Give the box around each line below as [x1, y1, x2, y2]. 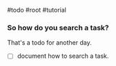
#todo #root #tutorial [7, 6, 67, 14]
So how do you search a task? [7, 23, 109, 32]
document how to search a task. [17, 52, 109, 60]
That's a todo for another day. [7, 38, 92, 47]
